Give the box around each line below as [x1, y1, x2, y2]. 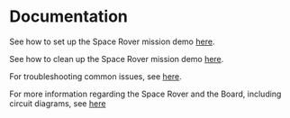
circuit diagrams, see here [9, 97, 106, 109]
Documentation [9, 6, 129, 27]
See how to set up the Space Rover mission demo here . [9, 36, 215, 47]
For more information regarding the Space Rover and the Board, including [9, 88, 282, 99]
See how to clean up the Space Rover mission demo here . [9, 53, 224, 64]
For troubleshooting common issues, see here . [9, 70, 182, 82]
